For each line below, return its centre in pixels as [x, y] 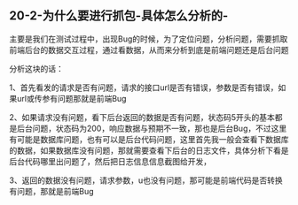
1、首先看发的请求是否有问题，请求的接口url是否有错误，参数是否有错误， [144, 87]
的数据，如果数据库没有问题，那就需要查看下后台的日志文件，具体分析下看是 [149, 150]
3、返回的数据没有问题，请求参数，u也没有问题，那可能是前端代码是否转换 [146, 180]
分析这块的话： [36, 68]
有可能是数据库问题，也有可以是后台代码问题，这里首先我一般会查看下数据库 [149, 139]
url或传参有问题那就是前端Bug [71, 98]
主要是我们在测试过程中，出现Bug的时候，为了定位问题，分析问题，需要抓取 [149, 39]
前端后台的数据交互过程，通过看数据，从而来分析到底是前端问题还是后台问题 [149, 49]
